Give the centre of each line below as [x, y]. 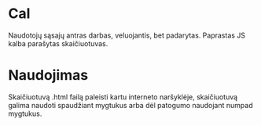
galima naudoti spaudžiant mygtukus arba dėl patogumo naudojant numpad [130, 105]
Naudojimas [48, 76]
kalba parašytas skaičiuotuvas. [58, 43]
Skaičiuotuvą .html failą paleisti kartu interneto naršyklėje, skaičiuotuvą [123, 97]
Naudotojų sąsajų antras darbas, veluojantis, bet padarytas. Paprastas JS [127, 35]
